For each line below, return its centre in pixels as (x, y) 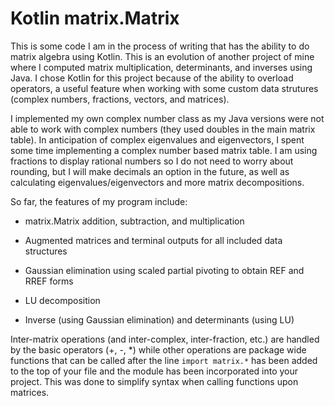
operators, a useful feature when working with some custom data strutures (164, 88)
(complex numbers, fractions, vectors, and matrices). (120, 99)
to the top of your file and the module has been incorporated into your (154, 371)
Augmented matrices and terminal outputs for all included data (153, 240)
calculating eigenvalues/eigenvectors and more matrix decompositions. (157, 182)
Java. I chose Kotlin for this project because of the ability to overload (152, 78)
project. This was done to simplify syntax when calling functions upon (154, 381)
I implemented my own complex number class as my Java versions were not (167, 118)
